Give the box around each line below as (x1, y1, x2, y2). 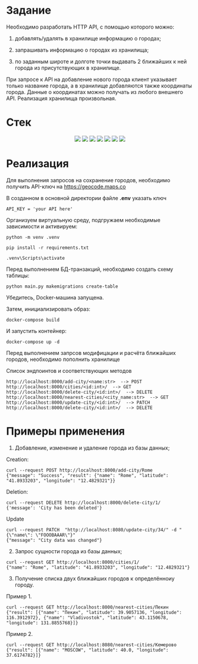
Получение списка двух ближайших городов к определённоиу (14, 575, 175, 582)
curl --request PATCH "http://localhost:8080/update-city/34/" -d (6, 526, 177, 533)
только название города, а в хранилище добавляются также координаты (6, 82, 192, 89)
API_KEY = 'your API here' (6, 206, 73, 212)
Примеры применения (6, 425, 125, 438)
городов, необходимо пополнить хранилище (6, 356, 120, 363)
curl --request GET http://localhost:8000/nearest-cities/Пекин (6, 604, 169, 610)
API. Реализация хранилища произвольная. (6, 95, 117, 102)
